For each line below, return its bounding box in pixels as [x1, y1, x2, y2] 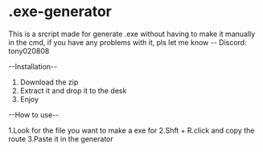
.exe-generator [8, 2, 113, 21]
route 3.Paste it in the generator [8, 134, 114, 143]
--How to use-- [8, 109, 60, 119]
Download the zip [19, 77, 79, 87]
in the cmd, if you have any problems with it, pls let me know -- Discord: [8, 37, 247, 47]
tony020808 [8, 46, 50, 55]
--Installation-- [8, 61, 58, 71]
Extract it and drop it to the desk [19, 85, 127, 95]
